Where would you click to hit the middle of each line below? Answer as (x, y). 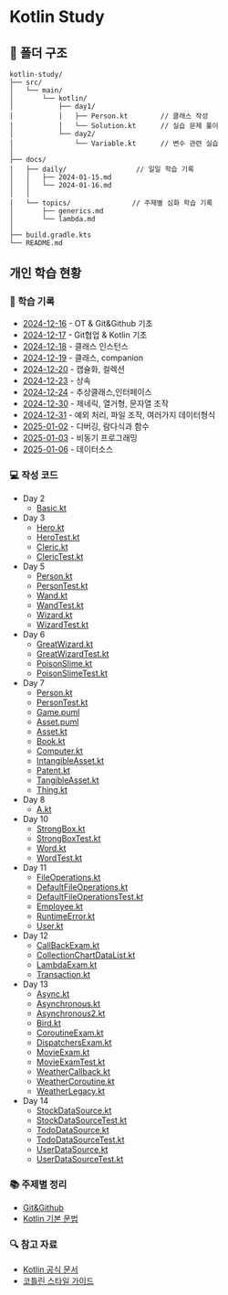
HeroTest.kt (58, 537)
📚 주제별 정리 (38, 1184)
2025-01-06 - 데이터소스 (68, 449)
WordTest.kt (59, 858)
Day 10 (35, 819)
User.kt (50, 926)
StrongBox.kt (61, 829)
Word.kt (51, 848)
